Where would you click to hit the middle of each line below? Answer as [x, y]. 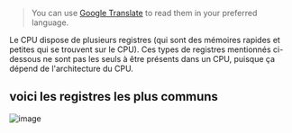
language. [50, 22]
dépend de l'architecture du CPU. [71, 68]
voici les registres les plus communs [114, 97]
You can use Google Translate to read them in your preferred [144, 13]
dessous [25, 59]
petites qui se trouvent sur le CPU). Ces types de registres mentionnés [141, 49]
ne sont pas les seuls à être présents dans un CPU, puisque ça [159, 59]
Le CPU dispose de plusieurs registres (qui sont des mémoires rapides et [145, 40]
